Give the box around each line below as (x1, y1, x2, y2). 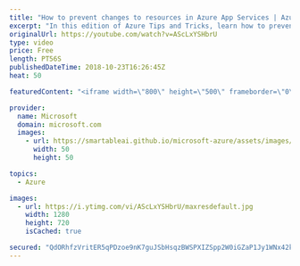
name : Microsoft (17, 112, 78, 121)
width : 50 (32, 145, 70, 154)
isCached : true (25, 227, 82, 237)
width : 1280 (25, 211, 70, 220)
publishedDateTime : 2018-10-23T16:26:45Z (9, 63, 166, 72)
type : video (9, 37, 54, 47)
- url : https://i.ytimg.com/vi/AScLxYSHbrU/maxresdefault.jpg (17, 202, 254, 211)
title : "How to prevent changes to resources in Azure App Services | (9, 12, 278, 22)
